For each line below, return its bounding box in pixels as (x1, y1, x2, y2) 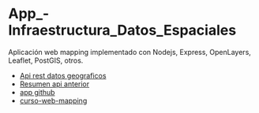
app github (19, 87, 55, 97)
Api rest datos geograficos (19, 71, 107, 80)
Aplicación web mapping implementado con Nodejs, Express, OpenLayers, (8, 47, 251, 56)
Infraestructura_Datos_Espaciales (8, 21, 237, 39)
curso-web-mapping (19, 96, 88, 105)
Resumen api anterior (19, 79, 90, 89)
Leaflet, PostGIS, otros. (8, 56, 84, 65)
